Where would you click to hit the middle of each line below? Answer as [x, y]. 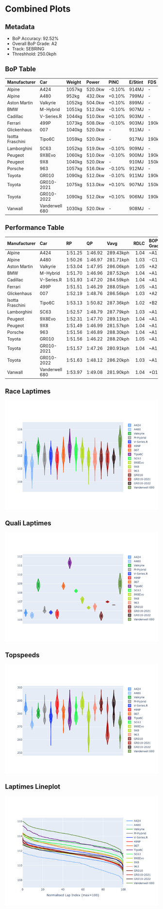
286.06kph [118, 266]
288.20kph [118, 339]
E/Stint [136, 82]
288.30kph [118, 332]
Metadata [20, 27]
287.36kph [118, 303]
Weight [74, 82]
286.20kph [118, 360]
